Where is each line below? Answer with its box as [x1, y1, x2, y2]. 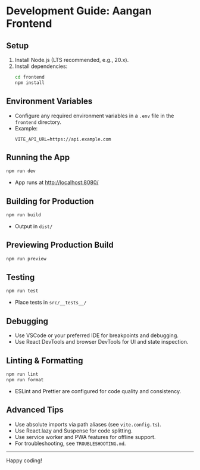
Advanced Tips [6, 405, 64, 415]
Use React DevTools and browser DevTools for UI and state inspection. [14, 338, 189, 346]
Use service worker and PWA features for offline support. [14, 433, 156, 440]
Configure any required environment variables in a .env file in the [14, 112, 174, 119]
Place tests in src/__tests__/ [14, 299, 87, 306]
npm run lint [6, 371, 39, 377]
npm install [14, 79, 45, 86]
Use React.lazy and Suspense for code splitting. [14, 427, 133, 434]
